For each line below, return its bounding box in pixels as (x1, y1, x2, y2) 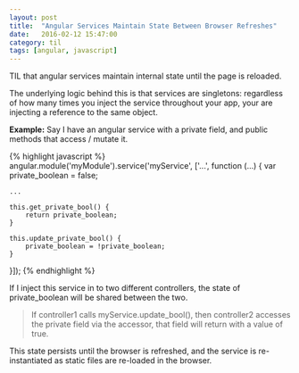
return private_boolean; (25, 211, 118, 220)
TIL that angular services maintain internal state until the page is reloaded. (9, 70, 282, 81)
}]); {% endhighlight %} (9, 265, 96, 277)
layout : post (9, 12, 58, 22)
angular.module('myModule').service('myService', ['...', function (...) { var (9, 161, 277, 171)
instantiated (9, 355, 53, 366)
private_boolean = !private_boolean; (25, 242, 166, 251)
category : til (9, 37, 62, 47)
